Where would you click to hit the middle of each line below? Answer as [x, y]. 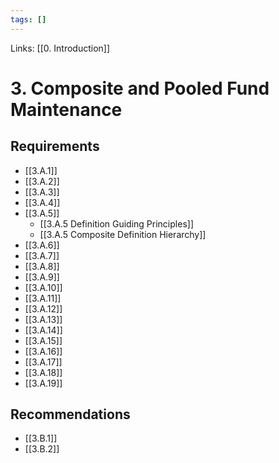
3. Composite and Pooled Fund [140, 88]
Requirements [55, 146]
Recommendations [70, 414]
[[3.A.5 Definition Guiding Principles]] [116, 223]
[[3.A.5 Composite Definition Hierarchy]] [123, 234]
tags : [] [28, 19]
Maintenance [66, 109]
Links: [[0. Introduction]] [60, 48]
